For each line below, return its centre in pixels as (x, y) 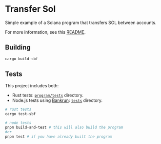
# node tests (18, 123)
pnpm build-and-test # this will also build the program (64, 128)
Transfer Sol (30, 9)
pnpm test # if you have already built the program (59, 136)
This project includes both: (32, 86)
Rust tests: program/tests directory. (48, 95)
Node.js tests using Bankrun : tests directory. (57, 100)
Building (18, 48)
